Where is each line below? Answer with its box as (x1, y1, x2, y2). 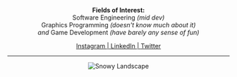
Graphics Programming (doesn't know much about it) (41, 21, 196, 29)
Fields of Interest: (92, 6, 145, 14)
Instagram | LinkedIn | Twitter (75, 42, 162, 50)
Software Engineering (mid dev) (72, 13, 165, 22)
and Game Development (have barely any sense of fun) (37, 28, 200, 36)
